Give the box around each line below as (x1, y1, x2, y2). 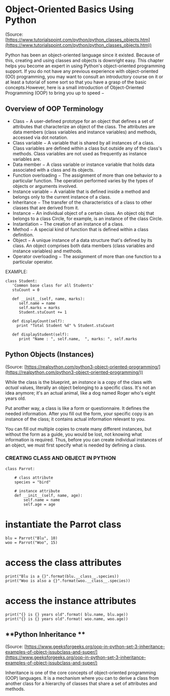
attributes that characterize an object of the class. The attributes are (12, 123, 156, 129)
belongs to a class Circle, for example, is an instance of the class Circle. (12, 215, 163, 221)
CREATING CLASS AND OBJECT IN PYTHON (5, 455, 116, 462)
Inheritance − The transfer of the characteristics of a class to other (12, 199, 152, 205)
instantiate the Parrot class (5, 519, 122, 531)
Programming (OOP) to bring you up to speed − (5, 90, 105, 96)
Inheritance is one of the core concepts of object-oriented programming (5, 670, 156, 676)
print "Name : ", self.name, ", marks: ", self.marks (18, 336, 138, 342)
